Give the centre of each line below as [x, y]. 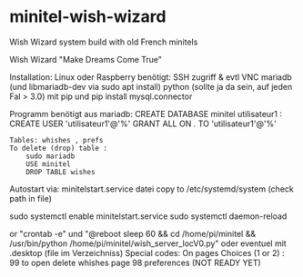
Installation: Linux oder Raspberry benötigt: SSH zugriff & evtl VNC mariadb [151, 77]
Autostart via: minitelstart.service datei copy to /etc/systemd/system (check [151, 189]
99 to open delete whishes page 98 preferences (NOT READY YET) [135, 262]
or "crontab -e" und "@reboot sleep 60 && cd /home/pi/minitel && [133, 233]
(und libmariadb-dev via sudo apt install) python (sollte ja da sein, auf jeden [151, 86]
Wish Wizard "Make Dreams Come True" [86, 59]
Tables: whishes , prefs [56, 140]
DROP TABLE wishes [61, 172]
